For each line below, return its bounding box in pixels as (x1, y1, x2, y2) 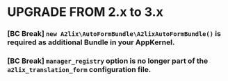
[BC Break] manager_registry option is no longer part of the (7, 56, 209, 66)
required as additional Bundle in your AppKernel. (7, 37, 175, 47)
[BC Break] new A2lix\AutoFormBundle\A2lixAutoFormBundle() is (7, 29, 221, 39)
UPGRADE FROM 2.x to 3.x (7, 4, 163, 20)
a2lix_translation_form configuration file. (7, 65, 152, 75)
